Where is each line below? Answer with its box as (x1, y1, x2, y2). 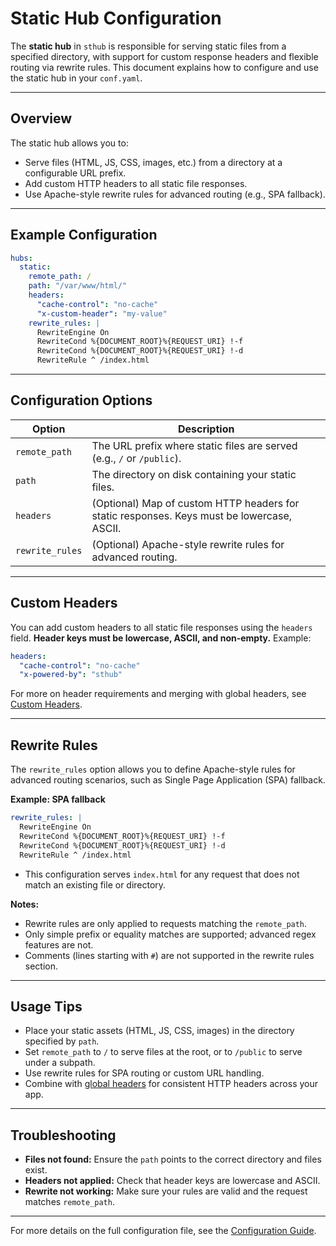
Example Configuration (10, 227, 158, 244)
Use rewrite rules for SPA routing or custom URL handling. (24, 1067, 265, 1079)
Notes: (10, 898, 40, 910)
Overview (10, 110, 73, 127)
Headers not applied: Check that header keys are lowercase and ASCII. (24, 1175, 321, 1187)
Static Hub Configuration (10, 7, 222, 30)
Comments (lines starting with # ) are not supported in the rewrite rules (24, 949, 315, 961)
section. (24, 960, 59, 972)
